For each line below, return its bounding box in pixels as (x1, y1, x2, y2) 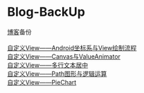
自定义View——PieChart (7, 78, 77, 86)
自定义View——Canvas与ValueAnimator (7, 52, 121, 61)
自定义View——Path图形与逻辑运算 (7, 70, 107, 78)
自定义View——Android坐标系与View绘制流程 (7, 43, 137, 52)
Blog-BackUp (7, 4, 85, 20)
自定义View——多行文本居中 (7, 61, 89, 69)
